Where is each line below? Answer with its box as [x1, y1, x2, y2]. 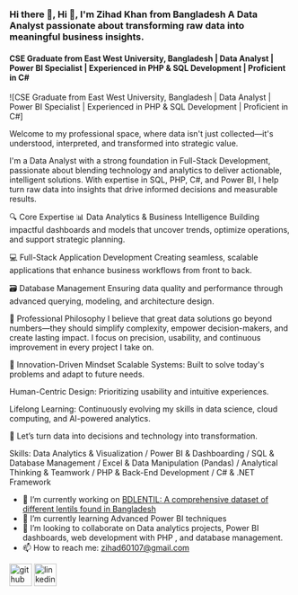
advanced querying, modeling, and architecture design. [9, 296, 215, 306]
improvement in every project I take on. [9, 342, 154, 353]
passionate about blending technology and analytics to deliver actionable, [9, 165, 283, 176]
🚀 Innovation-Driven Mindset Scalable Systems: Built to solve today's [9, 360, 265, 370]
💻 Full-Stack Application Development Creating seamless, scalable [9, 252, 259, 263]
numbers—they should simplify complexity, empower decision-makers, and [9, 323, 289, 333]
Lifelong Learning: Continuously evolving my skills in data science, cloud [9, 404, 278, 414]
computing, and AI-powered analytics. [9, 413, 151, 424]
